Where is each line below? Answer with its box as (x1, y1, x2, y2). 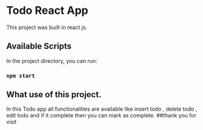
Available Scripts (6, 41, 72, 51)
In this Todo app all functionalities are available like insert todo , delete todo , (6, 105, 198, 112)
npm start (6, 72, 35, 79)
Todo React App (6, 4, 88, 18)
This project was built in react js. (6, 24, 88, 31)
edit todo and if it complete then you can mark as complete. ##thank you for (6, 112, 197, 119)
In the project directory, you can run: (6, 57, 98, 64)
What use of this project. (6, 89, 102, 100)
